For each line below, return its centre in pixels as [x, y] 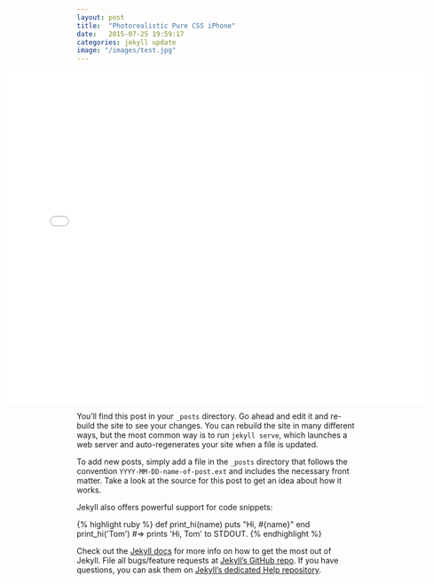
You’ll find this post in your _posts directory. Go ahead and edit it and [203, 416]
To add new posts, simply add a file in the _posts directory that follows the [213, 462]
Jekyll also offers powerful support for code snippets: [175, 508]
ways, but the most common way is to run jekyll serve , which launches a [212, 435]
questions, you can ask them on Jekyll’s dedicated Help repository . [199, 570]
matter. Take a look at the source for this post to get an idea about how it [209, 481]
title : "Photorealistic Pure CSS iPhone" [156, 26]
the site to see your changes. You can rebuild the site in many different [226, 426]
